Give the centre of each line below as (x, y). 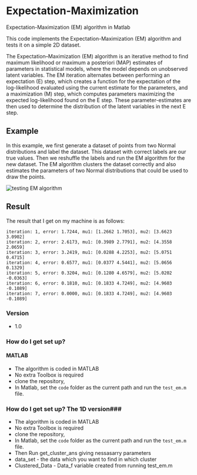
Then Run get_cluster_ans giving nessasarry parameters (83, 453)
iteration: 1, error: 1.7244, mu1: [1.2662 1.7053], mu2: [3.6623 (89, 232)
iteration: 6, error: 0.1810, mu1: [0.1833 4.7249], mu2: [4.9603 (89, 283)
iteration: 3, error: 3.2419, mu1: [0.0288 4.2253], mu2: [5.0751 (89, 252)
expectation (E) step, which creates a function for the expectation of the (94, 81)
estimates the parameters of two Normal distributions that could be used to (97, 170)
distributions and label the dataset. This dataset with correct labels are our (96, 151)
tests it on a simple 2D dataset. (44, 45)
